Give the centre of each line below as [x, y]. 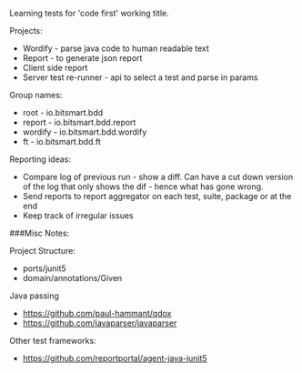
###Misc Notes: [40, 233]
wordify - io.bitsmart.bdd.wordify [85, 132]
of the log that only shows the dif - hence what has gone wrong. [143, 186]
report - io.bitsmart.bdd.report [79, 122]
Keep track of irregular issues [78, 216]
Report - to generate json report [82, 58]
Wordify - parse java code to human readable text [116, 48]
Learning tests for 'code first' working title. [90, 13]
